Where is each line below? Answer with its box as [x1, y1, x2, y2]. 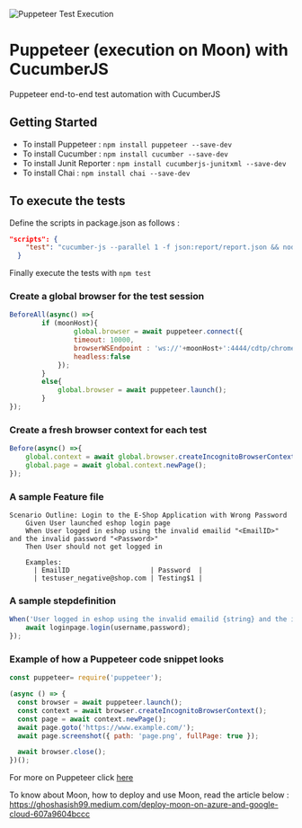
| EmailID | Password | [32, 566, 203, 575]
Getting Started [9, 115, 98, 130]
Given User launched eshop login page [25, 519, 171, 528]
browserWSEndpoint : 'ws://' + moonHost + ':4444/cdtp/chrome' [73, 343, 299, 352]
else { [41, 378, 63, 387]
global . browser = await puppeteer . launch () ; [57, 386, 227, 395]
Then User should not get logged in [25, 542, 164, 552]
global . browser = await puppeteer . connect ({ [73, 327, 244, 336]
